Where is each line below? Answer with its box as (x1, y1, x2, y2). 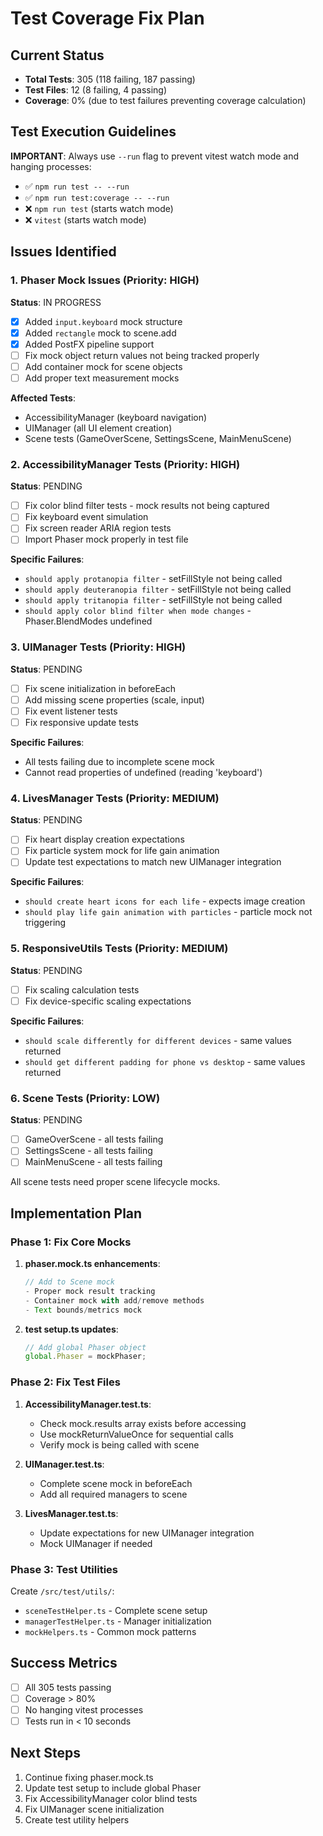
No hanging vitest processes (24, 1703, 144, 1716)
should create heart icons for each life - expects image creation (24, 895, 306, 907)
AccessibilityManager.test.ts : (24, 1398, 152, 1410)
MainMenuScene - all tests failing (24, 1156, 163, 1168)
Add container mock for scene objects (24, 360, 183, 372)
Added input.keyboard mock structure (24, 315, 183, 327)
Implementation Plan (10, 1205, 143, 1222)
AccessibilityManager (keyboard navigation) (24, 411, 208, 423)
